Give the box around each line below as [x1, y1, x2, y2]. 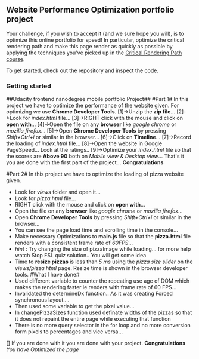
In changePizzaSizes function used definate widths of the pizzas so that [14, 309, 192, 316]
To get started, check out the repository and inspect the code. [6, 67, 159, 74]
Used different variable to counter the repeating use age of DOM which [14, 277, 189, 284]
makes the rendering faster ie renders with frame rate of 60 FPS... [14, 284, 177, 291]
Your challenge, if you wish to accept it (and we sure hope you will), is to [6, 30, 185, 37]
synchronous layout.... [14, 296, 70, 303]
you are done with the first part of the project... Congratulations [6, 159, 164, 166]
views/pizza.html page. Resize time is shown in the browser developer [14, 265, 188, 272]
